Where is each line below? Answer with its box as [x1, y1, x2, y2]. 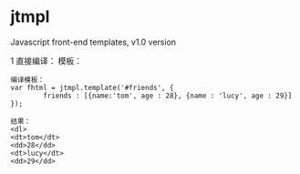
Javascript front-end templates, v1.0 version [10, 36, 177, 47]
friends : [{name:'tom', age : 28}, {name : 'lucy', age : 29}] [43, 91, 293, 100]
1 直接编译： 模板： [10, 55, 83, 66]
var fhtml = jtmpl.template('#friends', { [10, 83, 174, 92]
